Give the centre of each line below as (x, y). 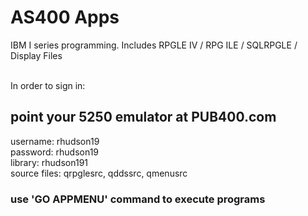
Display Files (36, 55)
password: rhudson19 (55, 152)
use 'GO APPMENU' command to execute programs (138, 199)
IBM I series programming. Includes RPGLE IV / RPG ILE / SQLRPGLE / (154, 45)
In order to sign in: (48, 85)
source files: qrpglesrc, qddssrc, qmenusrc (99, 173)
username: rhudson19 (55, 141)
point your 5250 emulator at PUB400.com (143, 117)
